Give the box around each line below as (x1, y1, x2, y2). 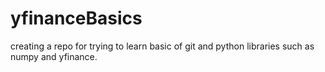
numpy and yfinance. (10, 50, 98, 62)
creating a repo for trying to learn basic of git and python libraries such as (10, 40, 315, 52)
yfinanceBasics (10, 7, 143, 30)
